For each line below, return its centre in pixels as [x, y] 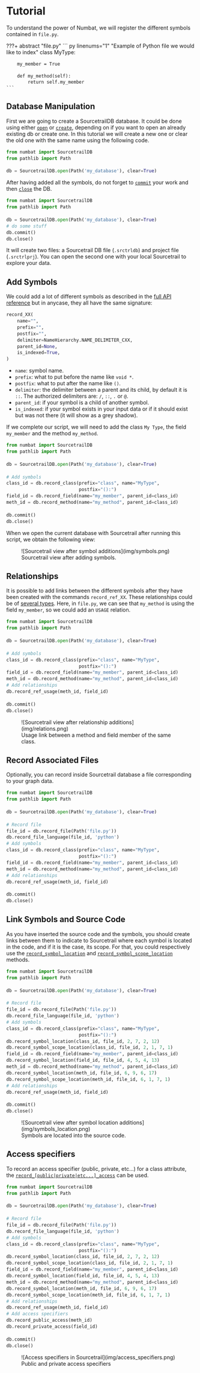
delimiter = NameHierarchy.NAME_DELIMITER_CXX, [75, 340]
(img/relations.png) [45, 728]
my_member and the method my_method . [52, 433]
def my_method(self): [44, 76]
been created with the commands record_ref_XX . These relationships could [99, 597]
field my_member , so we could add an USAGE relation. [68, 610]
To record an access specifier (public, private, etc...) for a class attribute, [96, 1168]
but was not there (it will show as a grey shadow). [76, 415]
